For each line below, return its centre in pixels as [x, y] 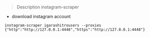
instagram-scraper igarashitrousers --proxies [53, 25]
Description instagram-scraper [48, 7]
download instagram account [41, 16]
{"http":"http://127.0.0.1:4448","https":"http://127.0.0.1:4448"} [75, 30]
